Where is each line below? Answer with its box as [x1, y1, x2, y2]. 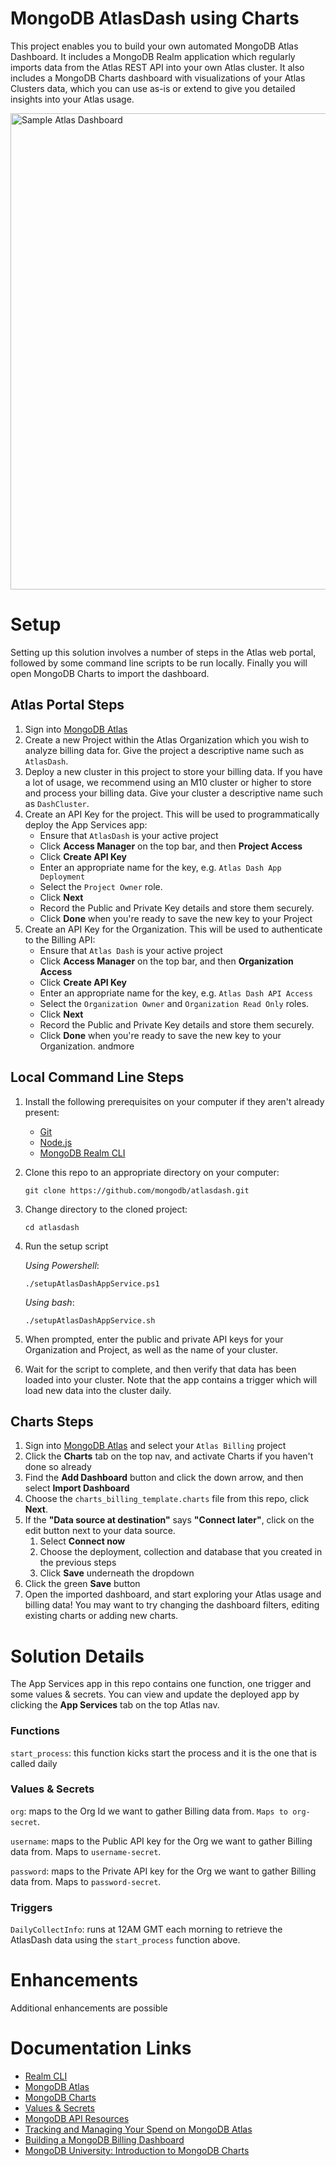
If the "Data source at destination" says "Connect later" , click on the [24, 1514, 315, 1526]
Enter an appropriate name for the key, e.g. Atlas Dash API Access [39, 987, 313, 999]
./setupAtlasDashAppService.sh [24, 1315, 156, 1326]
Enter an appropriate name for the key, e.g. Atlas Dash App [39, 861, 282, 873]
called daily [10, 1757, 58, 1769]
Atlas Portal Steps [10, 697, 125, 714]
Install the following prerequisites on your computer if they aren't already [24, 1095, 325, 1107]
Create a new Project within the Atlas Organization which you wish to [24, 733, 310, 746]
